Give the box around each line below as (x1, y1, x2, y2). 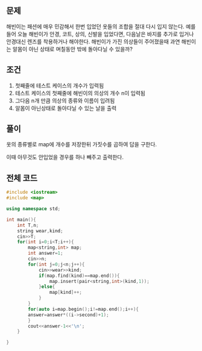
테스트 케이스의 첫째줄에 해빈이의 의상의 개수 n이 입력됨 (14, 89, 146, 96)
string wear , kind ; (17, 228, 63, 234)
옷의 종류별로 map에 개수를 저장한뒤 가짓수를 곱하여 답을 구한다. (6, 141, 157, 148)
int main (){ (6, 216, 36, 223)
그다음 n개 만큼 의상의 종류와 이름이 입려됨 (14, 97, 115, 104)
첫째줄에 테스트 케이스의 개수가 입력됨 (14, 82, 104, 89)
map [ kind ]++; (49, 290, 83, 296)
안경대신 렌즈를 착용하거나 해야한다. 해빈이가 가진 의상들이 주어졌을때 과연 (6, 38, 180, 45)
